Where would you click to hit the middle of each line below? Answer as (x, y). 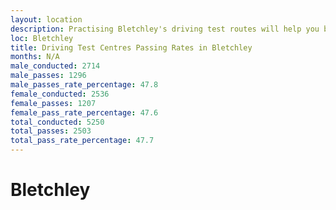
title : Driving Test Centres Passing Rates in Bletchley (131, 47)
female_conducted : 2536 (60, 94)
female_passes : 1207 (53, 103)
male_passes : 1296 (48, 76)
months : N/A (35, 57)
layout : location (46, 19)
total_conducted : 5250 (57, 122)
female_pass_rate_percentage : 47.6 (84, 112)
